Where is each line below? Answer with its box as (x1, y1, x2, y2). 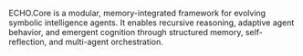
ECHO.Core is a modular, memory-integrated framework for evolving (8, 8, 266, 18)
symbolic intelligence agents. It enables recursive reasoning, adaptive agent (8, 17, 295, 28)
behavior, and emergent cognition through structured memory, (8, 27, 244, 37)
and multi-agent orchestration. (48, 36, 163, 47)
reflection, (8, 36, 47, 47)
